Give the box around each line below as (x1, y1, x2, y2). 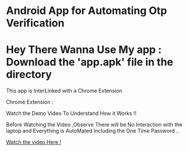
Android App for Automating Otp (6, 4, 168, 17)
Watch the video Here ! (6, 139, 61, 146)
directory (6, 68, 52, 81)
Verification (6, 16, 65, 30)
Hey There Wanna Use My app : (6, 43, 162, 57)
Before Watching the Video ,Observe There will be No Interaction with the (6, 121, 183, 128)
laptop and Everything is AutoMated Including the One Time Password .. (6, 127, 179, 135)
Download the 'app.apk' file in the (6, 55, 173, 69)
